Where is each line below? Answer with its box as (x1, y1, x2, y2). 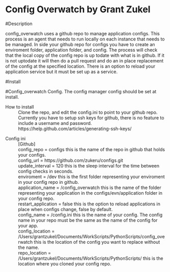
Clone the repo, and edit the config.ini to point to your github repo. (18, 109, 158, 115)
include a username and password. (18, 120, 92, 126)
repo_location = (18, 249, 51, 256)
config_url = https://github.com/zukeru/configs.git (18, 157, 124, 163)
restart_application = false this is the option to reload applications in (18, 201, 161, 207)
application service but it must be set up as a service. (5, 68, 118, 75)
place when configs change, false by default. (18, 206, 113, 212)
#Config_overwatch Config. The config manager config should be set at (5, 88, 157, 94)
